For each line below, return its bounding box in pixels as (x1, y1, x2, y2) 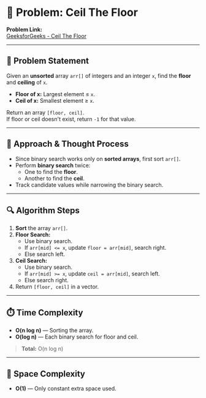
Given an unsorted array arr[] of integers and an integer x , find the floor (6, 72, 191, 79)
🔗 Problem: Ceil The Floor (6, 6, 138, 20)
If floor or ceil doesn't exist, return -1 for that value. (6, 115, 136, 122)
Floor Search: (15, 231, 51, 238)
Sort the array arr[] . (15, 225, 68, 232)
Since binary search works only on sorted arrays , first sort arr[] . (15, 155, 181, 162)
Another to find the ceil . (24, 175, 85, 182)
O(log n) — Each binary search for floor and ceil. (15, 333, 139, 340)
